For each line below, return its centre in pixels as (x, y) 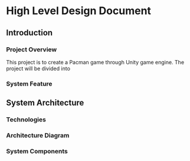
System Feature (29, 84)
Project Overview (32, 50)
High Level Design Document (79, 11)
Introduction (30, 33)
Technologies (26, 120)
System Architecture (45, 103)
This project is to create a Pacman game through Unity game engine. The (95, 62)
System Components (37, 151)
